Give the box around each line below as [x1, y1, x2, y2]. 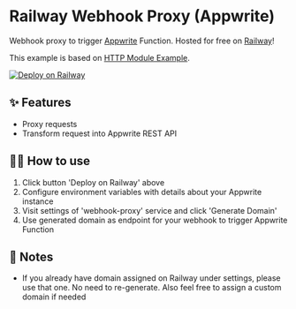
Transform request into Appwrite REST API [21, 128, 178, 139]
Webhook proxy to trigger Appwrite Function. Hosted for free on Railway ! [9, 35, 276, 46]
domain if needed [21, 291, 87, 302]
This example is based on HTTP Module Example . [9, 52, 190, 63]
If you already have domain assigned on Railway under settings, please [21, 273, 281, 283]
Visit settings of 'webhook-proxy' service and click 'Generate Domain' [21, 205, 277, 215]
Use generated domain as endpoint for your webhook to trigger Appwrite [21, 215, 288, 225]
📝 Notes [9, 249, 54, 264]
